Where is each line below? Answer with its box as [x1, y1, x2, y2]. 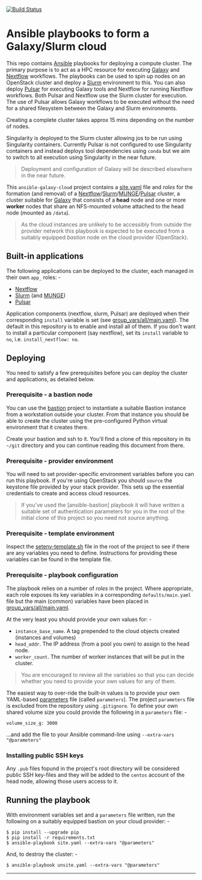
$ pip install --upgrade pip [6, 829, 79, 835]
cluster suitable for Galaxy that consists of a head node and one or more [6, 196, 186, 204]
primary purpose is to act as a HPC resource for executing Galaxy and [6, 66, 180, 73]
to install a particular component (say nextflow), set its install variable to [6, 329, 189, 336]
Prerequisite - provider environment [6, 457, 114, 465]
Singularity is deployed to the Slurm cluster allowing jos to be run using [6, 134, 182, 141]
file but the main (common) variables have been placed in [6, 597, 149, 605]
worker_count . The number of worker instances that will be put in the [14, 653, 185, 660]
